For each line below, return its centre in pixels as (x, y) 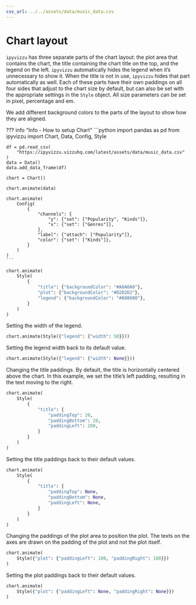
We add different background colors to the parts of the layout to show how (96, 112)
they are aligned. (26, 118)
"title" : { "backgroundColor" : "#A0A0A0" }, (90, 287)
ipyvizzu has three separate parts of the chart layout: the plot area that (92, 57)
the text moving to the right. (40, 382)
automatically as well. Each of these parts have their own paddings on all (94, 82)
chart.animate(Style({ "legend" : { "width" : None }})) (70, 359)
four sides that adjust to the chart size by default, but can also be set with (95, 88)
